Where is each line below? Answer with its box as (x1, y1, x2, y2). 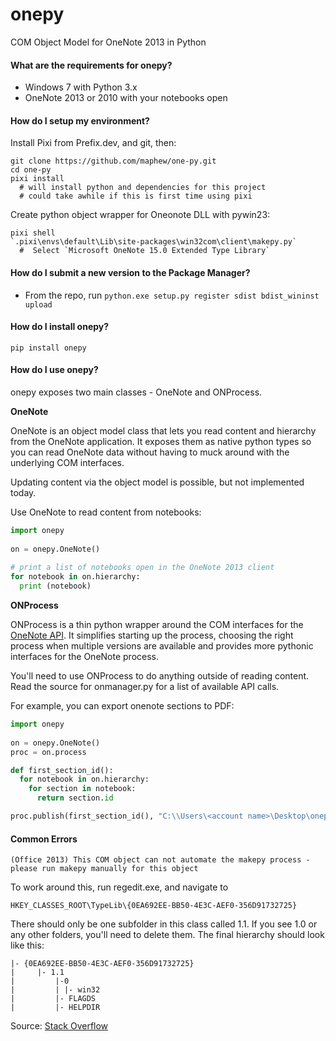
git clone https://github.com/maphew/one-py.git (10, 156, 217, 167)
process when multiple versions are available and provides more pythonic (10, 640, 314, 652)
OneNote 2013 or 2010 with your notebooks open (24, 92, 228, 104)
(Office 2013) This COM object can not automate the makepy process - (10, 855, 311, 865)
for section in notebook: (28, 784, 137, 794)
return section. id (36, 793, 114, 803)
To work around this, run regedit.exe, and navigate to (10, 881, 229, 893)
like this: (10, 939, 45, 952)
